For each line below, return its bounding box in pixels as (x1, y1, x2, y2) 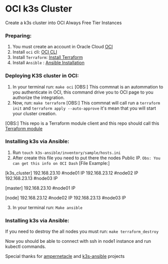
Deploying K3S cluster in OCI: (5, 72, 79, 79)
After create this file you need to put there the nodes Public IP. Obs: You (12, 154, 160, 161)
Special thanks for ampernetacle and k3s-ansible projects (5, 253, 125, 259)
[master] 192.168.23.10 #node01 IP (5, 185, 76, 191)
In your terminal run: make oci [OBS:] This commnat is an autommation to (12, 83, 163, 90)
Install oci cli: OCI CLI (12, 49, 58, 55)
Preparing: (5, 32, 32, 39)
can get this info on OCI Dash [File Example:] (12, 160, 110, 166)
